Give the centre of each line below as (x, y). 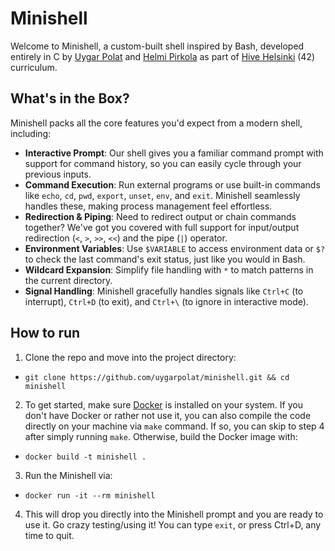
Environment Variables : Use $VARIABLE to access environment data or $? (175, 248)
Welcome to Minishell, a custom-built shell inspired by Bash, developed (157, 46)
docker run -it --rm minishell (90, 495)
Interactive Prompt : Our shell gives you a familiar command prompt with (174, 153)
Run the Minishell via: (68, 475)
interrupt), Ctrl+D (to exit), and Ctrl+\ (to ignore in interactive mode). (166, 301)
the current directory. (68, 280)
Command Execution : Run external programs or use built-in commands (172, 184)
